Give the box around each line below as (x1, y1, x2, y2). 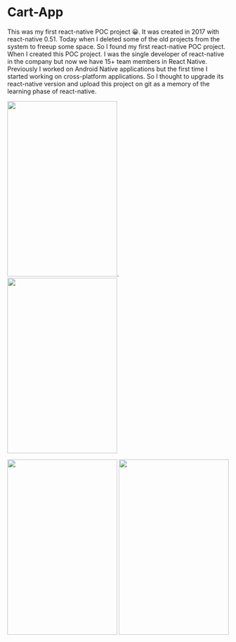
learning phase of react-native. (7, 87, 97, 95)
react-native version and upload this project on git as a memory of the (7, 79, 210, 88)
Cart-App (7, 4, 64, 20)
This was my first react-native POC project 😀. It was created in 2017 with (7, 27, 220, 36)
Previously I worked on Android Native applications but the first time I (7, 65, 208, 73)
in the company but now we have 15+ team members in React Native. (7, 57, 208, 65)
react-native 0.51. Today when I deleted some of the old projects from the (7, 34, 220, 43)
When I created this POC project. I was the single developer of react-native (7, 50, 225, 58)
